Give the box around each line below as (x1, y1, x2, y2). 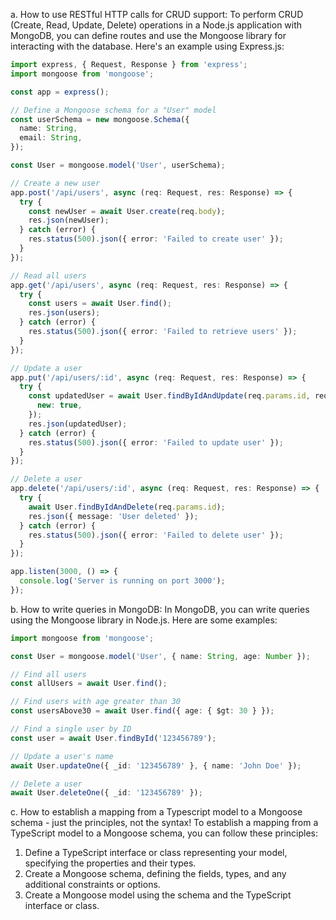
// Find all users (10, 669, 87, 679)
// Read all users (10, 270, 87, 281)
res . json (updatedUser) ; (28, 419, 128, 429)
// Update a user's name (10, 751, 114, 761)
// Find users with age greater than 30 (10, 697, 182, 707)
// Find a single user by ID (10, 724, 132, 734)
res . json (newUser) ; (28, 215, 110, 226)
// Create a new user (10, 178, 101, 188)
